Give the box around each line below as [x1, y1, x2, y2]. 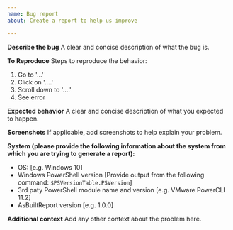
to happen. [7, 114, 39, 123]
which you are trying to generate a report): [7, 149, 135, 158]
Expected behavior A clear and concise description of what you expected [7, 106, 224, 115]
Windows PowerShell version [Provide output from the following [17, 170, 205, 179]
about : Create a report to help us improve [7, 17, 138, 24]
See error [17, 93, 46, 102]
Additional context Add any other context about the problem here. [7, 214, 202, 223]
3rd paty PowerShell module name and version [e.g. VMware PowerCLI [17, 185, 225, 194]
